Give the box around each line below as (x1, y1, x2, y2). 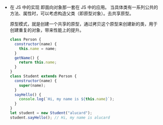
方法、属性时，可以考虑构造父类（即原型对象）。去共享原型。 (9, 10, 134, 16)
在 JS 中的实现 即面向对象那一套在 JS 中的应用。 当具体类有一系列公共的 (9, 4, 159, 10)
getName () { (14, 55, 39, 60)
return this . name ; (19, 60, 57, 65)
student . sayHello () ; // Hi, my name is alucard (9, 115, 110, 120)
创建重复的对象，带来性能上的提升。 (9, 27, 84, 33)
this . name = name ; (19, 46, 57, 51)
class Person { (9, 37, 42, 42)
